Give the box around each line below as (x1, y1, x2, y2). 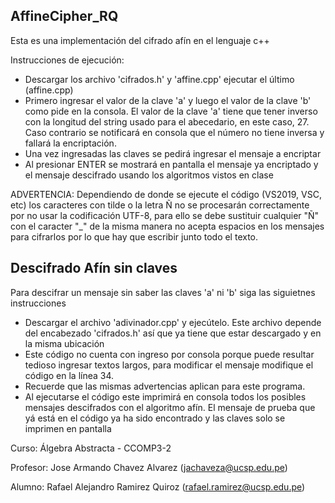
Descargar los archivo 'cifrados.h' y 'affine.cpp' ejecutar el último (24, 73, 295, 85)
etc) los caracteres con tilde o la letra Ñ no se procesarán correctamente (10, 199, 310, 211)
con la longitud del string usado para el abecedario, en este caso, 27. (24, 115, 310, 128)
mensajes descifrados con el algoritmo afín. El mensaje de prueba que (24, 401, 316, 413)
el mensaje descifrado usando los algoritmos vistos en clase (24, 169, 274, 181)
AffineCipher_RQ (10, 8, 119, 25)
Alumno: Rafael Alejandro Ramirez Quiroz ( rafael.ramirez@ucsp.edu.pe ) (10, 480, 306, 493)
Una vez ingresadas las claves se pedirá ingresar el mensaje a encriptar (24, 147, 322, 159)
